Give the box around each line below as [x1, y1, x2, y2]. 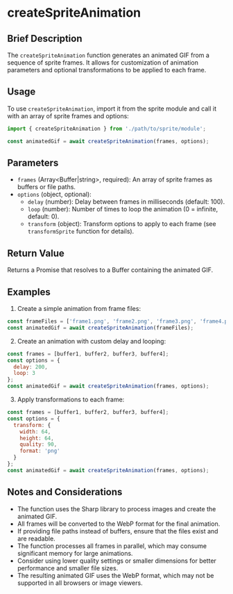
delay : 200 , [13, 363, 49, 370]
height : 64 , [19, 435, 54, 442]
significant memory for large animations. [17, 549, 133, 557]
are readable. [17, 534, 55, 543]
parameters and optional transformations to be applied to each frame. [7, 66, 207, 74]
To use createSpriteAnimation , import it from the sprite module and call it [7, 104, 217, 113]
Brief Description [7, 33, 83, 45]
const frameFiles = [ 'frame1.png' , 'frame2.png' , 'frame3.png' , [7, 318, 197, 325]
